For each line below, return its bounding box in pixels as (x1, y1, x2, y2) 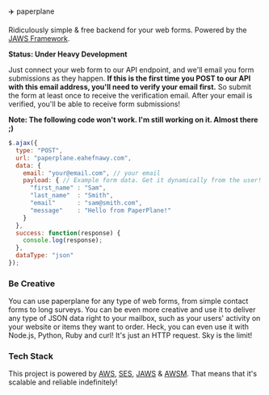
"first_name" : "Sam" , (29, 184, 107, 192)
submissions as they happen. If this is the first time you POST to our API (8, 73, 251, 83)
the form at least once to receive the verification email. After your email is (8, 91, 253, 100)
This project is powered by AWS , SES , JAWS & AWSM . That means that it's (8, 369, 257, 379)
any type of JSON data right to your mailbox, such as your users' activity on (8, 314, 261, 323)
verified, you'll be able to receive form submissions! (8, 99, 180, 109)
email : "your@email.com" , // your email (23, 168, 161, 177)
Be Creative (8, 277, 55, 289)
